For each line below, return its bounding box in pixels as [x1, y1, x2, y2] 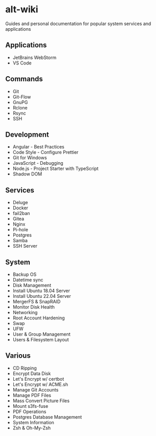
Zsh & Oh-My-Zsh [12, 425, 51, 431]
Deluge [12, 200, 28, 206]
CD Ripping [12, 365, 37, 371]
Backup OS [12, 271, 37, 277]
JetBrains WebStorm [12, 54, 57, 60]
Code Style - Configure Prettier [12, 149, 79, 156]
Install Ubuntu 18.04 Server [12, 288, 70, 294]
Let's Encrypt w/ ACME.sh [12, 381, 68, 387]
